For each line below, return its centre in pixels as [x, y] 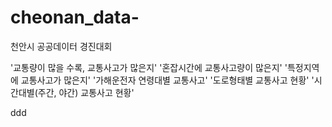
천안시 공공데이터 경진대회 [61, 46]
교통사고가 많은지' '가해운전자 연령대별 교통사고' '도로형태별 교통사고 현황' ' [167, 80]
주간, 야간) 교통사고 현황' [86, 92]
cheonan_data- [75, 17]
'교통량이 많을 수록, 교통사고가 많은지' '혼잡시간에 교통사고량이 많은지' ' [149, 67]
